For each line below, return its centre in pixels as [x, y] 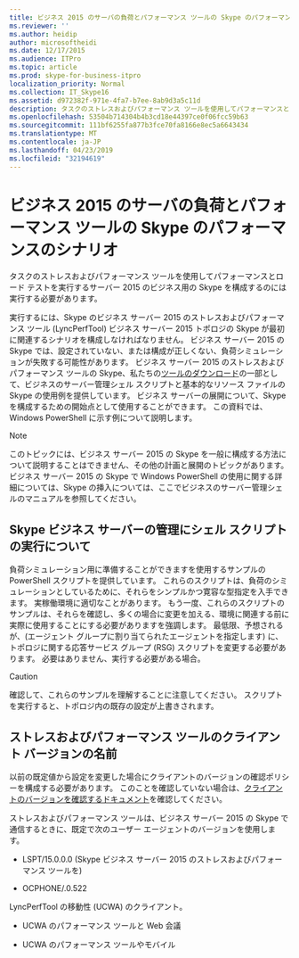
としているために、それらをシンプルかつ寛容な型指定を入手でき [172, 592]
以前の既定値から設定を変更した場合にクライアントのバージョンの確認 [138, 777]
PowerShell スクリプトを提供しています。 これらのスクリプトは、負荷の [141, 581]
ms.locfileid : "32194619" [57, 158]
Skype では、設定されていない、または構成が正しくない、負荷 [123, 351]
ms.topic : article [43, 68]
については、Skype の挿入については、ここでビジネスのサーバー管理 [142, 488]
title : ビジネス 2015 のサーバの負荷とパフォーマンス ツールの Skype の [130, 17]
